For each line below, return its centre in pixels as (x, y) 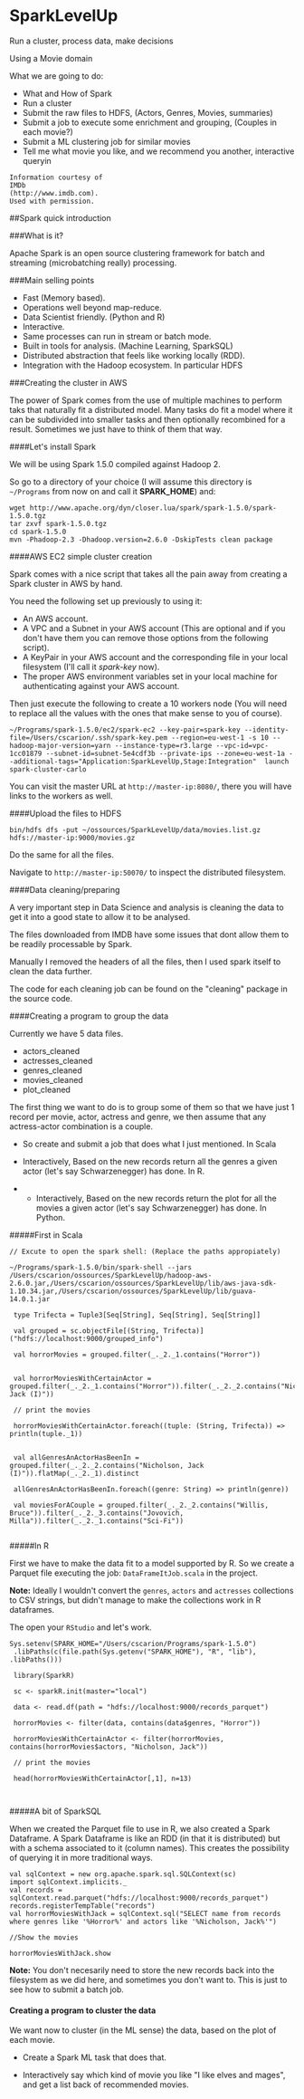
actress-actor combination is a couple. (81, 1126)
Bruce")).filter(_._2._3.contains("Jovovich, (96, 1513)
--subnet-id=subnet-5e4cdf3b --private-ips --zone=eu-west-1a (165, 753)
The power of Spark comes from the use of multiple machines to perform (146, 400)
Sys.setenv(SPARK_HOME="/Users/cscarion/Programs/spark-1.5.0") (133, 1644)
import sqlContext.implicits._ (68, 1882)
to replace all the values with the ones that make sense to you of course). (146, 713)
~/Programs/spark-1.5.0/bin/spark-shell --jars (101, 1267)
